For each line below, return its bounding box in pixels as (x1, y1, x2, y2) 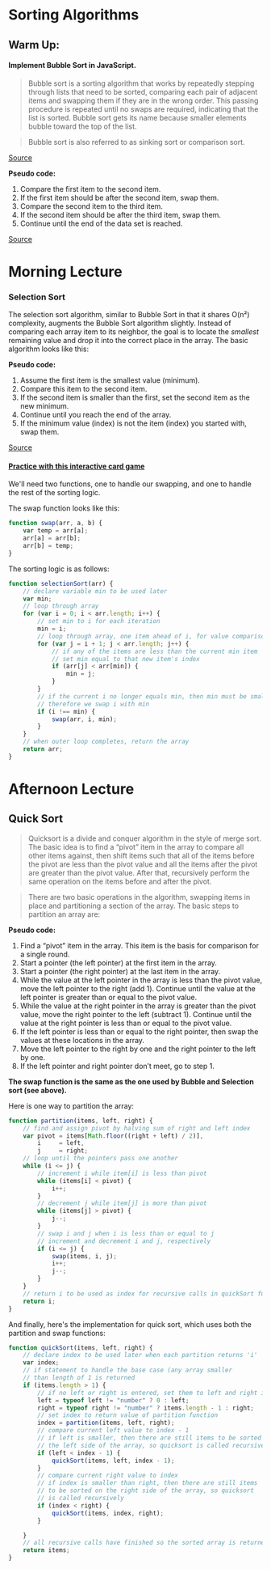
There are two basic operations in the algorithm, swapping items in (27, 892, 251, 901)
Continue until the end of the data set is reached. (19, 218, 183, 228)
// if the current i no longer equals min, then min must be (37, 692, 248, 701)
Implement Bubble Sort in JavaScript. (8, 61, 137, 70)
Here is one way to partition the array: (8, 1100, 135, 1110)
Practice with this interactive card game (8, 461, 145, 471)
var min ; (23, 595, 52, 603)
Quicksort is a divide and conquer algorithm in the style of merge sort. (27, 833, 262, 843)
